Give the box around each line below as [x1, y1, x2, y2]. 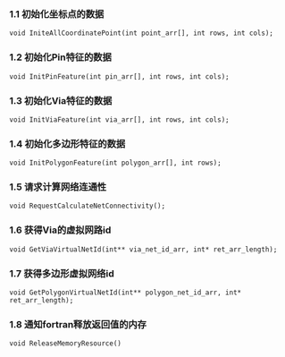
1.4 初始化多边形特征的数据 [9, 137, 126, 149]
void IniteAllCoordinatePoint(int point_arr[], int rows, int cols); [9, 29, 274, 38]
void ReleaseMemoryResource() [9, 339, 122, 348]
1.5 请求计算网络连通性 [9, 181, 107, 193]
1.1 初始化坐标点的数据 [9, 7, 105, 20]
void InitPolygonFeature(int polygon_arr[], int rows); [9, 158, 222, 167]
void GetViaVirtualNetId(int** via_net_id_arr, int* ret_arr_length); [9, 244, 278, 254]
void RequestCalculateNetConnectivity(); [9, 201, 166, 211]
